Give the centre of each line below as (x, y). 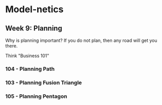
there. (11, 46)
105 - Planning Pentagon (36, 96)
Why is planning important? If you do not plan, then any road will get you (81, 40)
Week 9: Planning (34, 28)
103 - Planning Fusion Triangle (44, 83)
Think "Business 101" (27, 56)
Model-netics (34, 9)
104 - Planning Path (30, 69)
